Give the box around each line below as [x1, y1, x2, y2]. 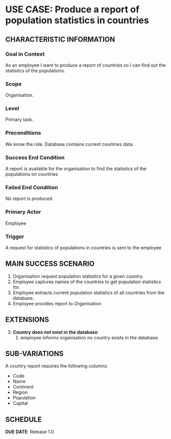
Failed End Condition [5, 184, 58, 191]
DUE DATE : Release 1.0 [5, 429, 54, 435]
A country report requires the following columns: [5, 363, 108, 369]
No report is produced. [5, 195, 54, 202]
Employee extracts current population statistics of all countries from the [12, 289, 165, 296]
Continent [12, 384, 34, 390]
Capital [12, 400, 28, 407]
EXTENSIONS [5, 315, 49, 324]
